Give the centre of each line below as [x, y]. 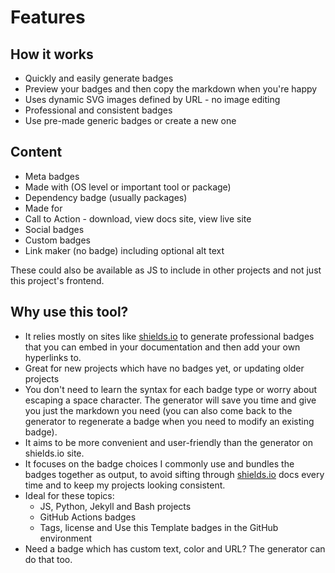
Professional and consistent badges [98, 110]
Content [36, 152]
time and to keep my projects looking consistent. [125, 485]
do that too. [48, 559]
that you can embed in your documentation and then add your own [162, 347]
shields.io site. [54, 453]
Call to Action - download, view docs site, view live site [138, 218]
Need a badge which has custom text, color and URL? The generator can [175, 548]
